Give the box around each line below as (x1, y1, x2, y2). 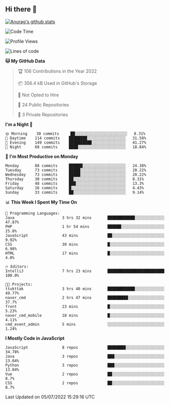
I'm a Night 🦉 (5, 121, 33, 127)
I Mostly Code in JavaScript (5, 335, 65, 341)
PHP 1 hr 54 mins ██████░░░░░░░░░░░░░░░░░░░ (5, 224, 165, 229)
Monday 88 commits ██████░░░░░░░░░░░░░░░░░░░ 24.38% (5, 163, 146, 168)
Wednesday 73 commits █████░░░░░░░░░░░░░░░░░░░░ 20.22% (5, 172, 146, 177)
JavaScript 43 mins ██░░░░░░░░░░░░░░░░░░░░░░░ (5, 233, 165, 238)
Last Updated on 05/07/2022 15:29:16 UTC (5, 394, 95, 400)
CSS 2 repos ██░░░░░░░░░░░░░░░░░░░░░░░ (5, 380, 165, 386)
